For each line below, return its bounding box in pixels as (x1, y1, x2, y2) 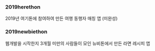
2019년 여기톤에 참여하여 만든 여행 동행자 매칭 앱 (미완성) (5, 15, 118, 21)
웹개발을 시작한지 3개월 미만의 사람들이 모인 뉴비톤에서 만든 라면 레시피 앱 (5, 40, 150, 46)
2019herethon (5, 3, 41, 10)
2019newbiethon (5, 28, 48, 35)
